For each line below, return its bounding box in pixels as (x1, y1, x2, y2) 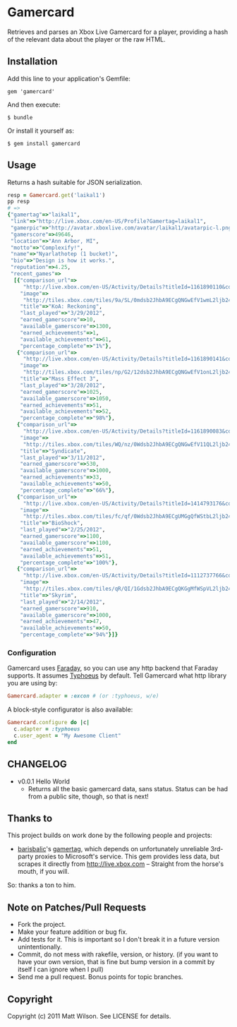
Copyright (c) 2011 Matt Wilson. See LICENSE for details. (7, 1011, 171, 1020)
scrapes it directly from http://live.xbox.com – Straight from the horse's (17, 860, 224, 868)
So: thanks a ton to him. (7, 881, 76, 889)
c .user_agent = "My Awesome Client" (13, 732, 121, 739)
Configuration (7, 647, 56, 657)
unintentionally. (17, 943, 62, 951)
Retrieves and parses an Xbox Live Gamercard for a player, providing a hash (7, 28, 229, 36)
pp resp (7, 198, 30, 205)
